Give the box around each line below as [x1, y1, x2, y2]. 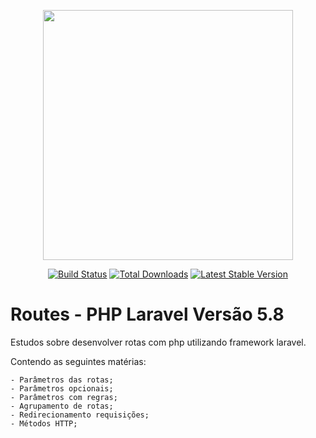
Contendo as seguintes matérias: [10, 355, 147, 367]
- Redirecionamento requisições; [10, 410, 150, 420]
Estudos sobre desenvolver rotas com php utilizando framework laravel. [10, 336, 307, 348]
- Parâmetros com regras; [10, 392, 118, 402]
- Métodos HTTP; [10, 418, 78, 429]
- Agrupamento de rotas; [10, 401, 114, 411]
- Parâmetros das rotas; [10, 375, 114, 385]
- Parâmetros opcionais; [10, 383, 114, 394]
